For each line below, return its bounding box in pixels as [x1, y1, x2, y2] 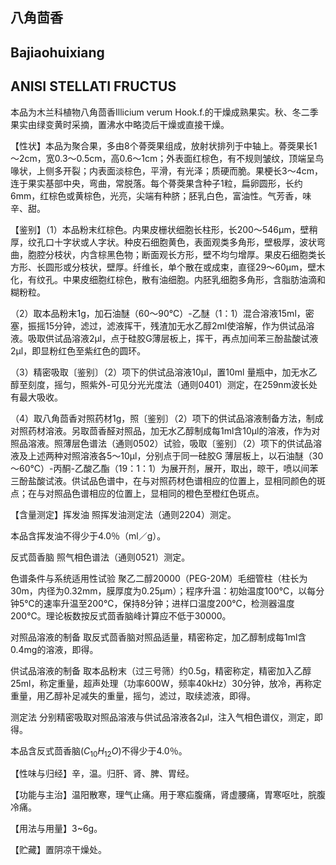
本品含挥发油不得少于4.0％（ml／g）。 [10, 529, 167, 542]
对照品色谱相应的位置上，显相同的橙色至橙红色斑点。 [44, 487, 265, 499]
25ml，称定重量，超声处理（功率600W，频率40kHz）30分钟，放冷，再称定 [10, 677, 322, 689]
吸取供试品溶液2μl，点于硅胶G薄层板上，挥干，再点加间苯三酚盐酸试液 [27, 332, 319, 344]
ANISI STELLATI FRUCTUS [10, 78, 177, 95]
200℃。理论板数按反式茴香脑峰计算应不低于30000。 [10, 609, 232, 622]
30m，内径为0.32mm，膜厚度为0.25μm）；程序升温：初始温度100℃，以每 [10, 584, 317, 597]
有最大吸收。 [10, 391, 63, 403]
